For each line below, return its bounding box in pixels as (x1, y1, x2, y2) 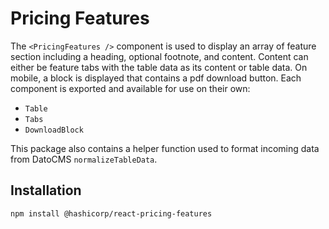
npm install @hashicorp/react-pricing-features (10, 208, 213, 219)
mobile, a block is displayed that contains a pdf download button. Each (10, 72, 302, 84)
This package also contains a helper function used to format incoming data (10, 142, 320, 154)
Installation (10, 182, 82, 199)
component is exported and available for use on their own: (10, 82, 251, 94)
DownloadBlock (24, 125, 84, 135)
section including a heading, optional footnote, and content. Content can (10, 50, 309, 62)
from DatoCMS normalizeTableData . (10, 153, 158, 165)
